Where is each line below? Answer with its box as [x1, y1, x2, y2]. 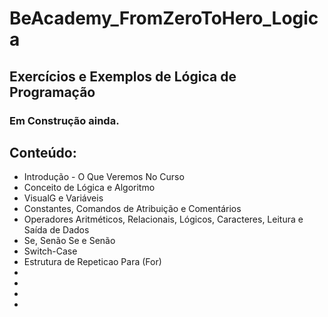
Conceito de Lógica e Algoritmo [23, 182, 156, 194]
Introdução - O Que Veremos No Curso [23, 171, 185, 183]
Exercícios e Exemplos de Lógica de [9, 68, 237, 85]
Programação [9, 83, 96, 101]
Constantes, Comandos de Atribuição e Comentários [23, 203, 242, 215]
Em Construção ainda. [9, 113, 120, 127]
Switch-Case [23, 245, 78, 257]
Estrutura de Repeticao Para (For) [23, 256, 162, 268]
